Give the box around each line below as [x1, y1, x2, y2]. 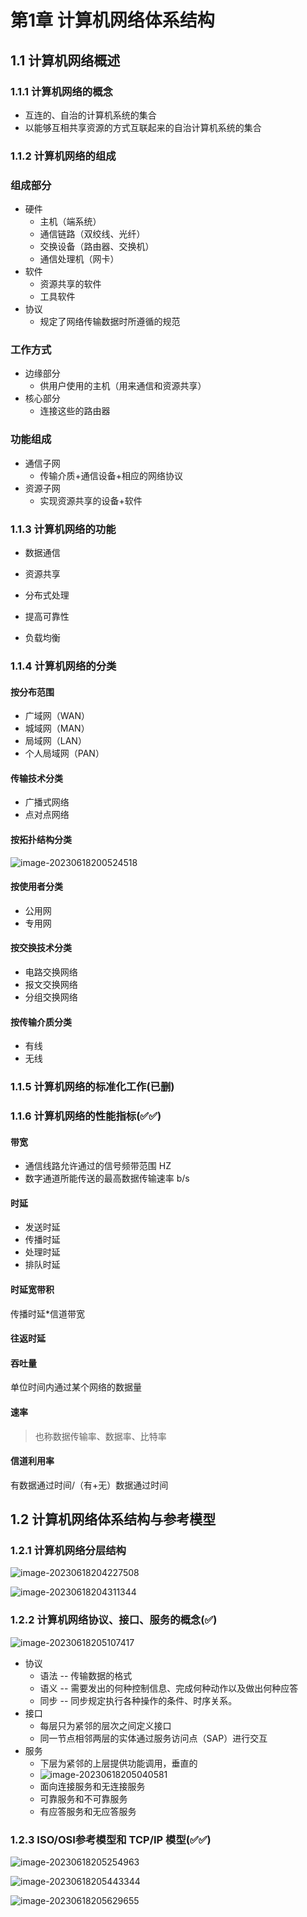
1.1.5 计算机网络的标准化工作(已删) [10, 1080, 175, 1094]
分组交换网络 [24, 991, 78, 1003]
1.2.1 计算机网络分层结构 [10, 1544, 127, 1558]
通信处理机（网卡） [39, 253, 120, 265]
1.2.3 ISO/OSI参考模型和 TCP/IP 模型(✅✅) [10, 1832, 212, 1846]
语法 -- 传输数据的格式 [39, 1669, 133, 1681]
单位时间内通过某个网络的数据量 [10, 1381, 142, 1393]
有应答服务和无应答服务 [39, 1805, 137, 1817]
